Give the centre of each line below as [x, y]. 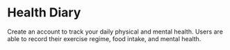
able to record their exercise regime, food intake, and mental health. [104, 38]
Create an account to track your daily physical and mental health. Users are [115, 32]
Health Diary [44, 13]
